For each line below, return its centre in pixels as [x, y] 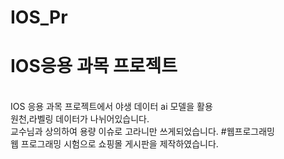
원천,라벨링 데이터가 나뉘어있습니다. [80, 119]
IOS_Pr [39, 17]
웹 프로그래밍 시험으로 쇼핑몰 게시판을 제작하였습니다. [114, 144]
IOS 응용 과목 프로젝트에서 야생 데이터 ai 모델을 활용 [111, 107]
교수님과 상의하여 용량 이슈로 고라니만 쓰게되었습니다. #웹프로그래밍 [142, 132]
